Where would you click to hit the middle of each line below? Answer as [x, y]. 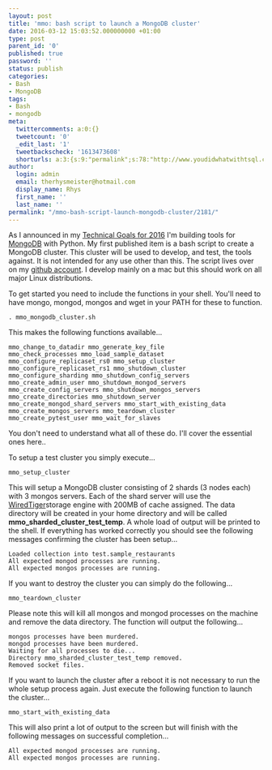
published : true [36, 54]
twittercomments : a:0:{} [57, 129]
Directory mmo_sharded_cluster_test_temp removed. [96, 658]
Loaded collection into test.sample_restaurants [92, 554]
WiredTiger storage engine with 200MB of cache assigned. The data [122, 505]
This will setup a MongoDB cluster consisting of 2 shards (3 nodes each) [130, 488]
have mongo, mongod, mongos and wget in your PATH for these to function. [136, 303]
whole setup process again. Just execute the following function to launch [130, 689]
